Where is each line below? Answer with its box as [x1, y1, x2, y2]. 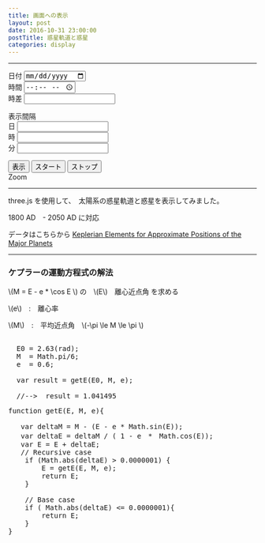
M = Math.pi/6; [16, 352, 80, 360]
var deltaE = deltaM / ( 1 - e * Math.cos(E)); [21, 432, 214, 440]
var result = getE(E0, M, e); [16, 375, 133, 384]
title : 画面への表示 [8, 11, 69, 20]
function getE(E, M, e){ [8, 406, 104, 415]
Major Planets [8, 239, 53, 248]
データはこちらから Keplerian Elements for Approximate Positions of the [8, 230, 242, 239]
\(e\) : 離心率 [8, 304, 59, 313]
